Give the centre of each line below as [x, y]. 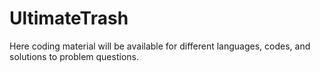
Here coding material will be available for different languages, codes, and [160, 46]
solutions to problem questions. [74, 56]
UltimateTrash [69, 18]
